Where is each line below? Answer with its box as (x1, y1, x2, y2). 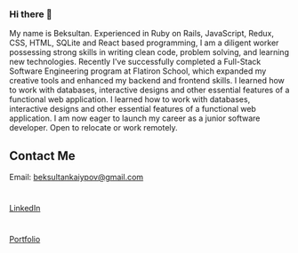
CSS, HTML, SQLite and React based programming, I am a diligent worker (9, 37, 279, 48)
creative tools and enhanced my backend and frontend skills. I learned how (9, 75, 285, 86)
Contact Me (9, 148, 76, 163)
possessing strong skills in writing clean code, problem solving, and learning (9, 47, 289, 58)
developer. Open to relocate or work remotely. (9, 123, 178, 133)
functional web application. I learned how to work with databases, (9, 94, 251, 105)
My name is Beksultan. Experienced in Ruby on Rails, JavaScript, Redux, (9, 28, 274, 39)
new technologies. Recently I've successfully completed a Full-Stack (9, 57, 262, 67)
